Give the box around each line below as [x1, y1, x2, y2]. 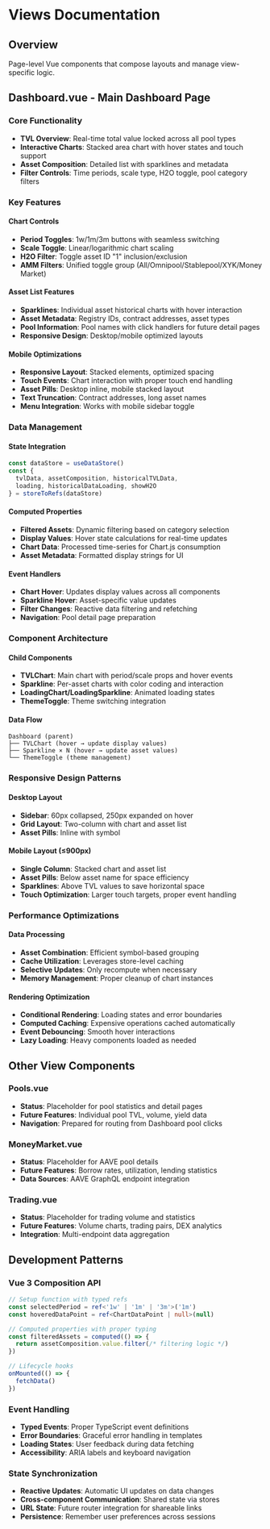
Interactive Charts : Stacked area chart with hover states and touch [19, 142, 243, 152]
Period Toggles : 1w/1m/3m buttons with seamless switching [19, 234, 220, 244]
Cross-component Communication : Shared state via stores [19, 1494, 220, 1505]
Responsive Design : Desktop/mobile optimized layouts [19, 331, 204, 340]
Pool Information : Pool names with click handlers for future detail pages [19, 323, 260, 332]
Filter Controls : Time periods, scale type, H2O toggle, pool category [19, 168, 248, 177]
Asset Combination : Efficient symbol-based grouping [19, 948, 199, 957]
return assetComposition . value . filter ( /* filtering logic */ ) [15, 1340, 229, 1348]
